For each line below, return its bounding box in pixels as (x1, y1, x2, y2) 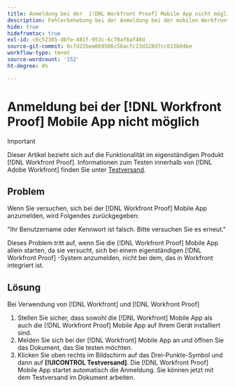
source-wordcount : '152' (7, 56, 80, 63)
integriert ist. (7, 261, 44, 270)
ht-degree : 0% (7, 62, 49, 69)
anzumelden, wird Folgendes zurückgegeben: (7, 212, 140, 220)
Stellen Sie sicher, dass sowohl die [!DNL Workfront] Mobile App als (17, 313, 213, 322)
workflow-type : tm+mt (7, 50, 71, 57)
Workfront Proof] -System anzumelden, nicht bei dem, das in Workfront (7, 254, 213, 262)
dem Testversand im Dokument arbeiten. (17, 373, 135, 382)
